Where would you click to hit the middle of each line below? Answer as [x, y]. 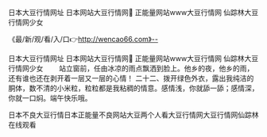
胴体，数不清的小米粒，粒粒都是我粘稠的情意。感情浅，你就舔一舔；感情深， [133, 88]
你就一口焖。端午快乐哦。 [50, 98]
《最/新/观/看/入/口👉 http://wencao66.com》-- [83, 39]
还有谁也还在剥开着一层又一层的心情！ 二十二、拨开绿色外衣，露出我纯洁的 [131, 78]
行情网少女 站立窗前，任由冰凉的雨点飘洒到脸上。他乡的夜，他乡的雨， [131, 68]
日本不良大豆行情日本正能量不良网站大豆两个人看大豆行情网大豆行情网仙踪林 [133, 115]
